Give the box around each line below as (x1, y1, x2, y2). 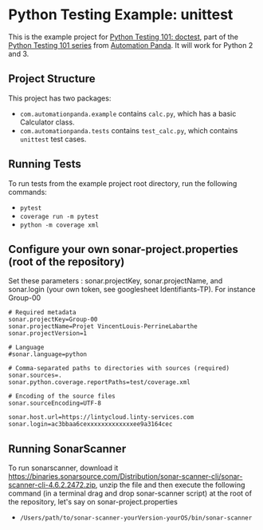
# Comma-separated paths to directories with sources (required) (8, 365, 230, 373)
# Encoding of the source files (8, 393, 116, 401)
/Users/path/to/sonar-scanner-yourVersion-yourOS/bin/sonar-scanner (19, 514, 253, 522)
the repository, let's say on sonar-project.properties (8, 497, 178, 507)
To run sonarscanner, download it (8, 463, 119, 473)
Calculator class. (19, 117, 75, 127)
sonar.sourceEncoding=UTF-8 (8, 399, 102, 408)
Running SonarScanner (8, 441, 127, 456)
